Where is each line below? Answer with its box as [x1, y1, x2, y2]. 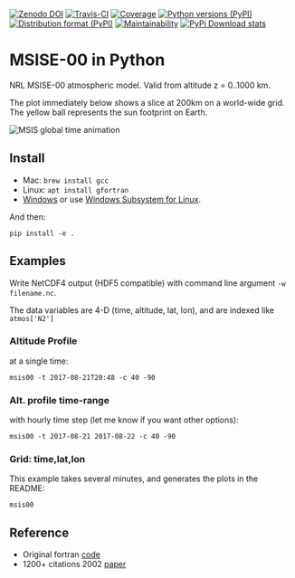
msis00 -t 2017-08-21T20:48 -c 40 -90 [9, 373, 156, 382]
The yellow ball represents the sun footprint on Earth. [9, 107, 208, 118]
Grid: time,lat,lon [9, 453, 86, 466]
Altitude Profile [9, 335, 78, 347]
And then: [9, 211, 46, 222]
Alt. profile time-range [9, 393, 110, 406]
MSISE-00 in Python [9, 50, 166, 71]
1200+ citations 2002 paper [22, 559, 127, 570]
